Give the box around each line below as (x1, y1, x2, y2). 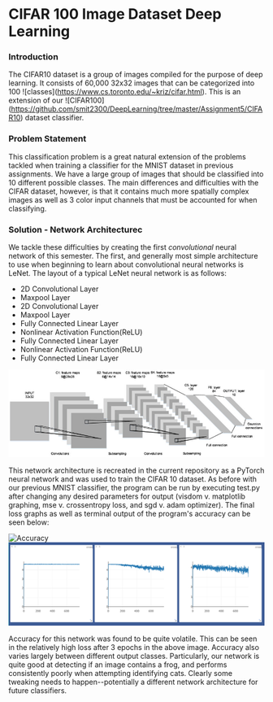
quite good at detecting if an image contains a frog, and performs (8, 660, 227, 669)
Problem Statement (8, 133, 87, 145)
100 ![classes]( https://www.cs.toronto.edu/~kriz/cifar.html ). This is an (8, 87, 241, 97)
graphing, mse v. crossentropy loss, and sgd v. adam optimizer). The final (8, 499, 255, 509)
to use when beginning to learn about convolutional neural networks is (8, 259, 244, 269)
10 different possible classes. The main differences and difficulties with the (8, 177, 259, 187)
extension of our (8, 95, 63, 106)
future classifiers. (8, 686, 67, 695)
